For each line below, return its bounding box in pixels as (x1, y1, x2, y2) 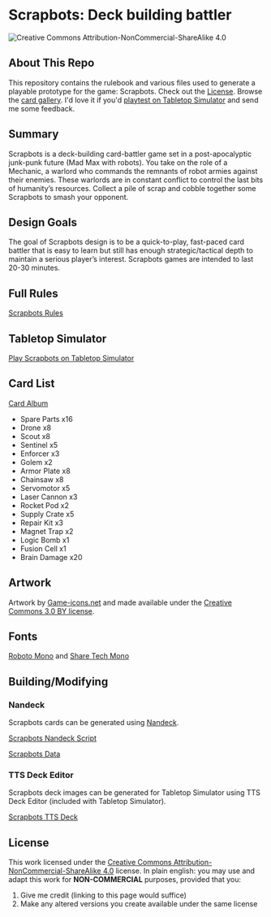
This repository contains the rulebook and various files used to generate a (8, 77, 256, 87)
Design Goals (8, 215, 77, 229)
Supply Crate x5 (19, 509, 75, 519)
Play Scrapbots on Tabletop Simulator (8, 354, 135, 363)
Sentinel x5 (19, 440, 58, 450)
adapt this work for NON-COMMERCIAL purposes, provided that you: (8, 875, 242, 884)
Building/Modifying (8, 675, 109, 689)
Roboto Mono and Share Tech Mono (8, 651, 130, 661)
